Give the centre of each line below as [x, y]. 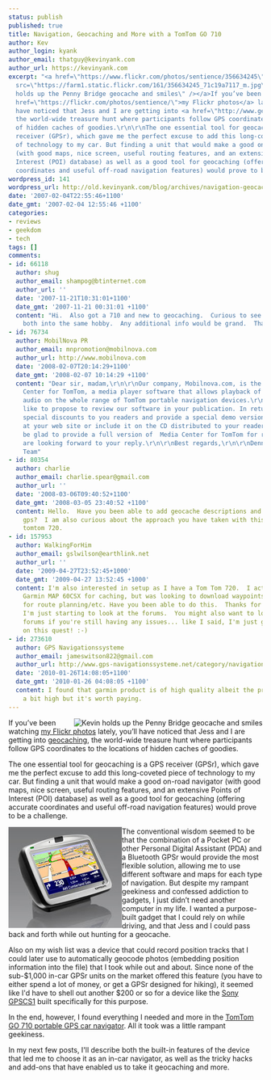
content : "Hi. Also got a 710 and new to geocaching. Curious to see [139, 315]
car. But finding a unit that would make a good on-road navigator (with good [134, 781]
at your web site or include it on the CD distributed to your [131, 426]
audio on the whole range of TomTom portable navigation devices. [137, 401]
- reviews [25, 221]
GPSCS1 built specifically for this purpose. [79, 1001]
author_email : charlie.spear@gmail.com [83, 477]
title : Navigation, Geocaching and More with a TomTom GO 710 [115, 34]
